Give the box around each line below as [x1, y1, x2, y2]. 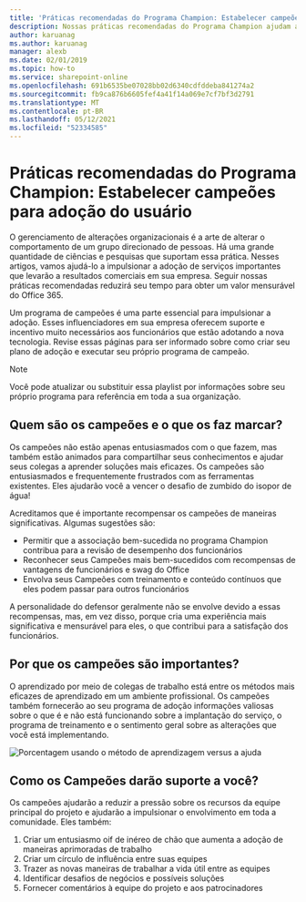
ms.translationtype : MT [9, 97, 100, 108]
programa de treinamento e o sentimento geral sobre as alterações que [9, 719, 277, 730]
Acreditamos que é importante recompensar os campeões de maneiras [9, 507, 277, 518]
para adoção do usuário [9, 201, 193, 222]
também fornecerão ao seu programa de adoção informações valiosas [9, 700, 274, 711]
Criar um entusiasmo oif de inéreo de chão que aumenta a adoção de [22, 835, 284, 846]
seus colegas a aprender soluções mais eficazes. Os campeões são [9, 461, 265, 472]
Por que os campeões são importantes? [9, 657, 240, 672]
